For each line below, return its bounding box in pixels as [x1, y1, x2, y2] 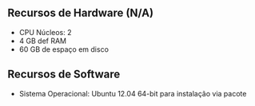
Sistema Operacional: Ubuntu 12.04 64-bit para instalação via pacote [18, 88, 247, 98]
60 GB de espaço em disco [18, 44, 110, 54]
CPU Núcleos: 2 [18, 27, 72, 37]
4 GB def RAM [18, 36, 67, 45]
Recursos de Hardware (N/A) [7, 6, 153, 20]
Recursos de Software [7, 68, 121, 81]
